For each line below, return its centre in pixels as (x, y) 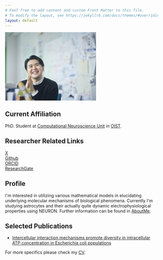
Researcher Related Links (44, 141)
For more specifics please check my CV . (45, 252)
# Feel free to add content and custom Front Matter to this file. (75, 10)
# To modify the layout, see (34, 15)
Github (12, 158)
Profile (15, 184)
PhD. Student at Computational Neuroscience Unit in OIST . (64, 126)
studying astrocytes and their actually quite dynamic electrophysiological (78, 206)
